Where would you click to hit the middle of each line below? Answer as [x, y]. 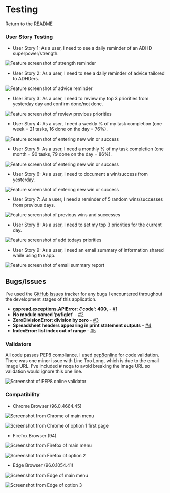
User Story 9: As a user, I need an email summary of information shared [88, 250]
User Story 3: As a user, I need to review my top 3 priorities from [81, 99]
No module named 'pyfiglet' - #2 [48, 315]
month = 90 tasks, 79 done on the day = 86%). [62, 154]
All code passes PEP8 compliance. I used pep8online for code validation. [82, 355]
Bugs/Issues [26, 282]
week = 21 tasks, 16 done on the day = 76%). [60, 129]
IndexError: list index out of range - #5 [54, 331]
